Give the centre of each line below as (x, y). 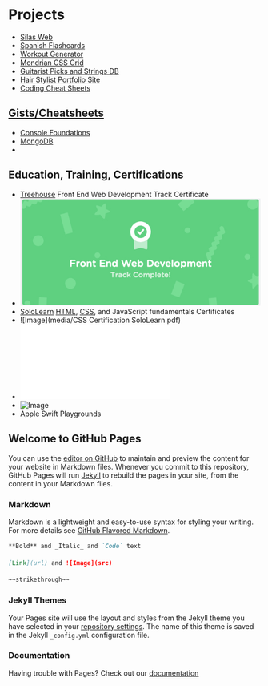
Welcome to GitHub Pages (75, 439)
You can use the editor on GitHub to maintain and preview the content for (129, 458)
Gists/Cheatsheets (56, 113)
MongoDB (36, 141)
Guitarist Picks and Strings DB (69, 71)
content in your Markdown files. (61, 483)
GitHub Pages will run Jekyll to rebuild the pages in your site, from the (124, 475)
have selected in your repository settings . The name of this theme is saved (131, 626)
